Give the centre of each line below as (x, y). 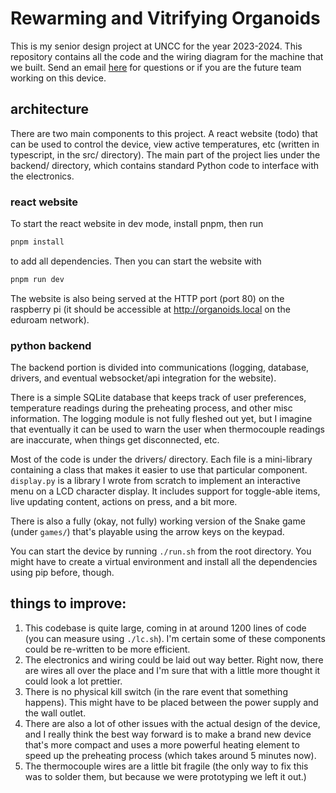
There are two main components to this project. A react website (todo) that (164, 133)
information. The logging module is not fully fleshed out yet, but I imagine (161, 419)
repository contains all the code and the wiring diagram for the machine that (167, 56)
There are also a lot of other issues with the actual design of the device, (172, 723)
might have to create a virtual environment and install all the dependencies (164, 562)
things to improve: (68, 603)
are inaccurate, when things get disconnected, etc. (115, 440)
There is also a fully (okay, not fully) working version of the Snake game (158, 521)
